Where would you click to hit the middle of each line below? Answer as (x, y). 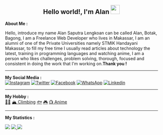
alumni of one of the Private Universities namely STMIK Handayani (72, 43)
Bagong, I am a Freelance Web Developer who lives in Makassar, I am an (77, 38)
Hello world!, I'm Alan (76, 12)
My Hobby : (17, 96)
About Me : (16, 23)
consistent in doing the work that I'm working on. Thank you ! (66, 64)
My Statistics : (20, 117)
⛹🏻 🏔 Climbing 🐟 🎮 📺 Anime (36, 102)
